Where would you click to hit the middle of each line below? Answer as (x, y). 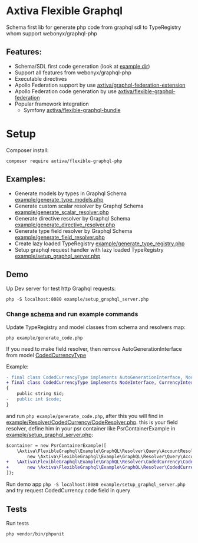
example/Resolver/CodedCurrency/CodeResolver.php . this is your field (92, 422)
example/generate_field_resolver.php (60, 237)
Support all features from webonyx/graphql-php (73, 73)
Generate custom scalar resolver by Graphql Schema (79, 206)
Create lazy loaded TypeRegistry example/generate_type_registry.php (100, 243)
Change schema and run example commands (72, 314)
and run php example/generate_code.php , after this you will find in (85, 416)
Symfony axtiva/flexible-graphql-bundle (72, 110)
